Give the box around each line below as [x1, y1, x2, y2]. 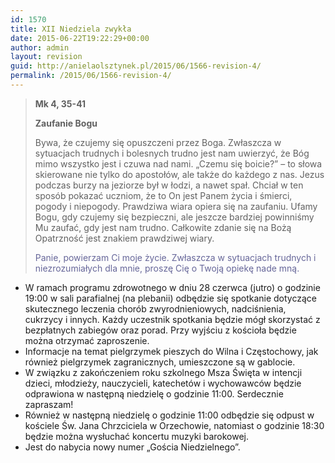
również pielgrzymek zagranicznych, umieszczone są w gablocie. [24, 356, 296, 368]
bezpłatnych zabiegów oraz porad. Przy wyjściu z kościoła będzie [24, 324, 297, 336]
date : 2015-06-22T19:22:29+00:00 [10, 33, 150, 43]
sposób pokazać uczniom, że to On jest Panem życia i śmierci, [34, 189, 293, 201]
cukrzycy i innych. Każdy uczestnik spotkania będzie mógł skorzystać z [24, 313, 321, 325]
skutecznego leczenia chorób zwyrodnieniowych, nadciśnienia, [24, 302, 287, 315]
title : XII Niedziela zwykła [10, 24, 132, 34]
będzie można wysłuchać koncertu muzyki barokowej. [24, 430, 250, 442]
